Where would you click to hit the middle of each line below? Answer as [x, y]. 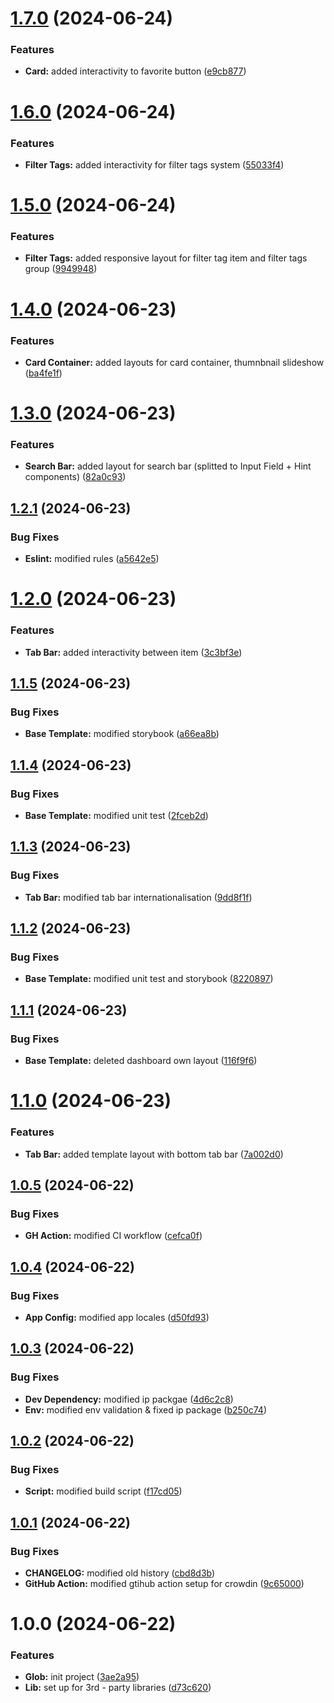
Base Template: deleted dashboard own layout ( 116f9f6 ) [141, 1061]
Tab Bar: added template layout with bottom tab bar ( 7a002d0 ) [154, 1154]
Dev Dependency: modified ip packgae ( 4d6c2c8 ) [129, 1399]
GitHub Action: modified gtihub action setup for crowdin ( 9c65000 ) [164, 1583]
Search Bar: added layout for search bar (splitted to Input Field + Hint [168, 466]
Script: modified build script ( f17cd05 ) [103, 1491]
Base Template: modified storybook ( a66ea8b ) [122, 734]
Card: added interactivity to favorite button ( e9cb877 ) [135, 71]
